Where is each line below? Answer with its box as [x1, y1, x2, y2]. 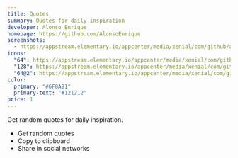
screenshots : [7, 37, 46, 44]
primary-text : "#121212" [13, 89, 87, 96]
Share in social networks [17, 145, 90, 152]
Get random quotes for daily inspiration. [7, 115, 124, 124]
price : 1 [7, 96, 33, 103]
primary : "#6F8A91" [13, 83, 72, 90]
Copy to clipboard [17, 137, 71, 145]
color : [7, 76, 27, 84]
